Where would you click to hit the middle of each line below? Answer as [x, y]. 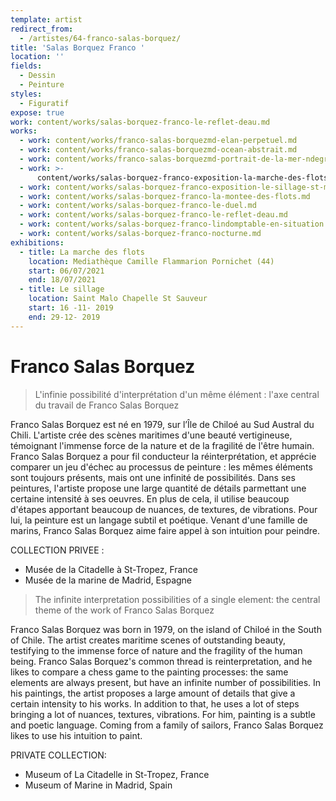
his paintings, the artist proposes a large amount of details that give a [153, 693]
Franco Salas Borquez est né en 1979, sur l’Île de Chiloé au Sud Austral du [162, 424]
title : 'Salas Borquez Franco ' [77, 47]
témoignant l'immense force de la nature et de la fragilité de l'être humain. [162, 445]
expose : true [37, 112]
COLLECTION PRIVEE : [57, 550]
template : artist [46, 19]
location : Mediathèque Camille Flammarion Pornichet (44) [151, 261]
